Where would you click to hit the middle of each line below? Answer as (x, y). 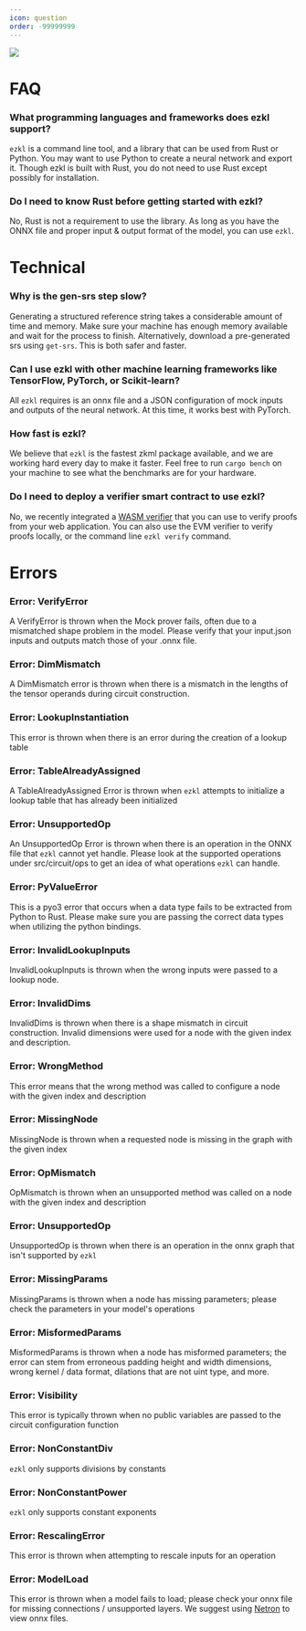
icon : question (38, 18)
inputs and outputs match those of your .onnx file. (104, 641)
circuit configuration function (64, 1425)
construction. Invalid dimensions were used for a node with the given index (151, 1033)
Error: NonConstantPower (69, 1492)
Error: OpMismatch (53, 1173)
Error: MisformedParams (65, 1332)
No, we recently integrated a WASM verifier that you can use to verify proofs (153, 516)
